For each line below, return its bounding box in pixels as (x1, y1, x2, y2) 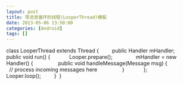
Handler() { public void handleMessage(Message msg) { (6, 60, 168, 67)
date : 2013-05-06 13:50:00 (6, 20, 73, 26)
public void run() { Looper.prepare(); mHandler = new (6, 53, 177, 61)
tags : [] (6, 31, 28, 37)
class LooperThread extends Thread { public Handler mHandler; (6, 47, 175, 54)
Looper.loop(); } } (6, 73, 62, 80)
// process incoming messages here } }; (8, 66, 148, 73)
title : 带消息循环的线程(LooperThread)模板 (6, 14, 107, 20)
